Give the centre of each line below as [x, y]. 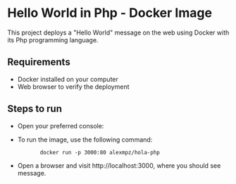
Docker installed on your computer [68, 79]
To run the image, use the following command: [85, 140]
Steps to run [35, 109]
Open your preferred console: [61, 125]
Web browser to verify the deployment [73, 87]
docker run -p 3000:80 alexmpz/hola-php [100, 152]
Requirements [39, 62]
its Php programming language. [53, 39]
